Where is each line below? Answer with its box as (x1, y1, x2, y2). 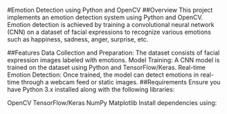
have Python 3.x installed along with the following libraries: (7, 86, 175, 93)
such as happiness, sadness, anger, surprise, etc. (7, 35, 149, 44)
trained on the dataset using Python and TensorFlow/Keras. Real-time (7, 64, 206, 71)
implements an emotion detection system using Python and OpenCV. (7, 13, 203, 21)
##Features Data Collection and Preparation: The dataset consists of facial (7, 48, 220, 57)
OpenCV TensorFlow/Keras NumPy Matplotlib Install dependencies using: (7, 99, 217, 106)
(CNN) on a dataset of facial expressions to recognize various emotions (7, 28, 211, 36)
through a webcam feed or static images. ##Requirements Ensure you (21, 78, 221, 86)
